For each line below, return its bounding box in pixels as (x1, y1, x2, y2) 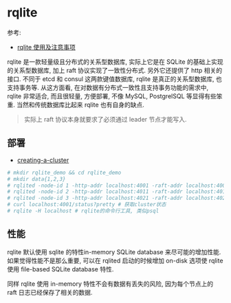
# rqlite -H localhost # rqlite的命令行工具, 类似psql (7, 207, 159, 214)
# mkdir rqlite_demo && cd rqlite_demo (7, 169, 122, 176)
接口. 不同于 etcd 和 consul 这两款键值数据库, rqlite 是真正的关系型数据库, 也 (7, 74, 222, 83)
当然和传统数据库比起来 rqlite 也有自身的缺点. (16, 100, 144, 109)
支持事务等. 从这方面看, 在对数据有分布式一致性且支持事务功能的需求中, (7, 83, 208, 91)
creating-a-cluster (16, 156, 69, 164)
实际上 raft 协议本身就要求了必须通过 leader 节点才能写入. (23, 115, 187, 123)
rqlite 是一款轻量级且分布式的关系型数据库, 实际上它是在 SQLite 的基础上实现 (7, 57, 223, 66)
